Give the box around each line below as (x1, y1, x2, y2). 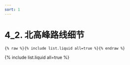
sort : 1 (4, 7, 21, 12)
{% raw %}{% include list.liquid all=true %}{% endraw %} (4, 46, 125, 51)
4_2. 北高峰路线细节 (4, 30, 85, 40)
